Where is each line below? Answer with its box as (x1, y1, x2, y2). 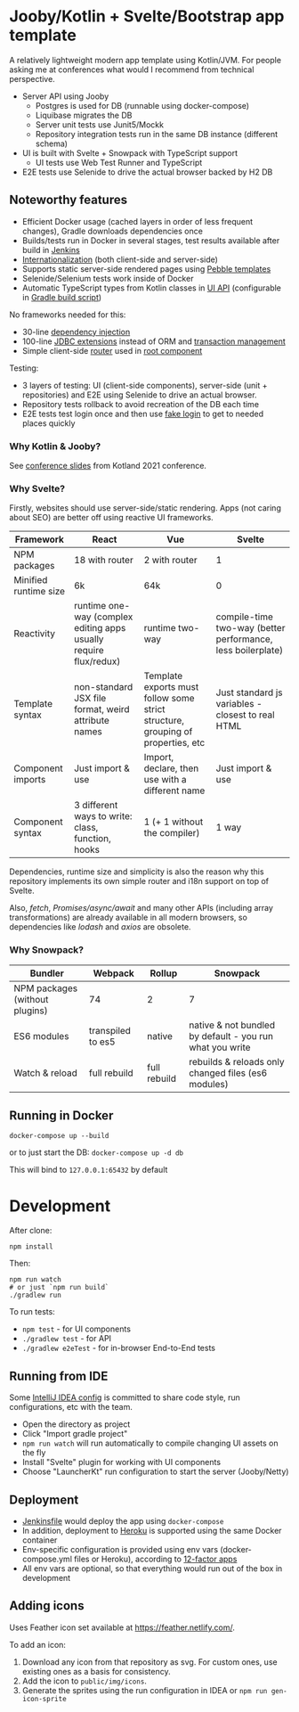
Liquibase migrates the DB (35, 110, 133, 120)
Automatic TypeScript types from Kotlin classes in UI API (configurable (21, 283, 282, 293)
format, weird (74, 703, 131, 716)
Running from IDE (9, 1368, 109, 1383)
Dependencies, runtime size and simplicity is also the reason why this (9, 866, 264, 877)
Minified (13, 574, 48, 586)
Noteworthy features (9, 192, 127, 208)
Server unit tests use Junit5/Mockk (35, 119, 165, 130)
